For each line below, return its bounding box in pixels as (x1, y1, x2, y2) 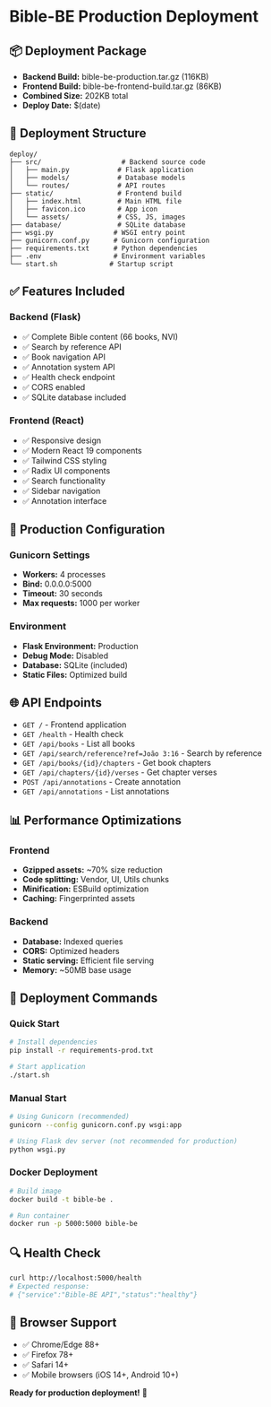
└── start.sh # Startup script (9, 259, 174, 268)
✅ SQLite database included (21, 392, 127, 403)
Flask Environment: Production (21, 640, 139, 651)
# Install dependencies (9, 1038, 98, 1047)
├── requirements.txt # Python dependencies (9, 244, 199, 253)
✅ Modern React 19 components (21, 445, 143, 456)
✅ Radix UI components (21, 465, 111, 476)
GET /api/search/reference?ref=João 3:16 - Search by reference (21, 747, 262, 759)
